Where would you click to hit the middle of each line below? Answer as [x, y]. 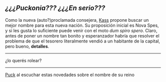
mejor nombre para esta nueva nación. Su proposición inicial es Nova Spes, [82, 25]
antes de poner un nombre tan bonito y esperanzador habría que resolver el [82, 36]
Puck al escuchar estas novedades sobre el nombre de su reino [70, 75]
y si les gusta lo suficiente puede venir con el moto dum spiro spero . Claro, [81, 30]
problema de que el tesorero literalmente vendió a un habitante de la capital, [83, 41]
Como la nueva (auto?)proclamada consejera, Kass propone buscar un [77, 20]
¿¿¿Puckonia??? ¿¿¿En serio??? [55, 8]
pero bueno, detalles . [27, 46]
